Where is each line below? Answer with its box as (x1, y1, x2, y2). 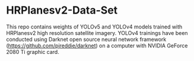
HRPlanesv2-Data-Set (6, 4, 118, 17)
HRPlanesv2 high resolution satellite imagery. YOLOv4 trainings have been (6, 29, 188, 36)
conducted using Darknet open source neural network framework (6, 36, 167, 43)
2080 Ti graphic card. (6, 48, 59, 55)
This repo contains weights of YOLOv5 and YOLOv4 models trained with (6, 23, 183, 30)
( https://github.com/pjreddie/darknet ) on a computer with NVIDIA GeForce (6, 42, 188, 49)
